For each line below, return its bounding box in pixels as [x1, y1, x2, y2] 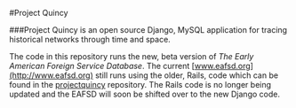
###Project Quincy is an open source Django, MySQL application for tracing [9, 25, 287, 35]
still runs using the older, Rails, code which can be [94, 70, 278, 81]
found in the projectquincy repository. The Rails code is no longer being [9, 80, 272, 89]
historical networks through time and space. [9, 35, 171, 44]
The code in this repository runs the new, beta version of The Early [9, 51, 254, 61]
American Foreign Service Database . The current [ [9, 61, 196, 71]
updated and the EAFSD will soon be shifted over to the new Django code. [9, 89, 280, 99]
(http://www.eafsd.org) [9, 70, 93, 81]
